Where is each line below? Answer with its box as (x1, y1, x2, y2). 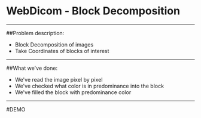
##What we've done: (6, 64, 58, 72)
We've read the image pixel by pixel (14, 76, 103, 83)
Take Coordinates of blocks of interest (14, 47, 109, 54)
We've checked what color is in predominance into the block (14, 82, 165, 89)
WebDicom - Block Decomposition (6, 4, 181, 18)
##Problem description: (6, 29, 65, 36)
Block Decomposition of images (14, 41, 94, 48)
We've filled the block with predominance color (14, 88, 132, 96)
